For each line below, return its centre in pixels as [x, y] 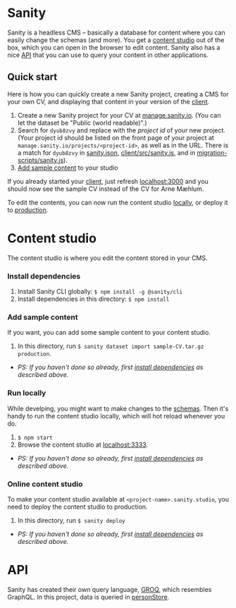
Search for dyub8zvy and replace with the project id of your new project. [121, 130]
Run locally [27, 393]
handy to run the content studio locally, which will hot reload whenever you [116, 416]
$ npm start [35, 438]
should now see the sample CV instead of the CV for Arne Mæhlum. [106, 189]
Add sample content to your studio [68, 168]
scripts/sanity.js [41, 160]
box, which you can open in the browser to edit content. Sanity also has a [114, 47]
